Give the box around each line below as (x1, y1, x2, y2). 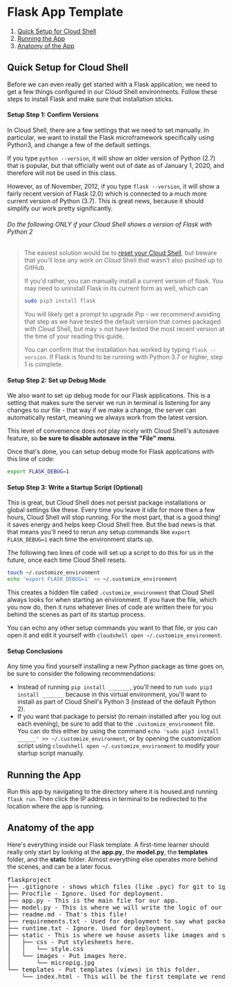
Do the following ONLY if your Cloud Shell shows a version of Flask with (7, 220, 213, 228)
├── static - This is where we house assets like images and (7, 931, 219, 939)
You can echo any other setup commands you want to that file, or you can (7, 623, 217, 632)
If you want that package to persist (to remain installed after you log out (17, 713, 221, 721)
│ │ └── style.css (7, 945, 84, 952)
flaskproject (7, 876, 52, 883)
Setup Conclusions (7, 647, 64, 655)
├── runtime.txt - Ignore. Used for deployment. (7, 924, 175, 932)
